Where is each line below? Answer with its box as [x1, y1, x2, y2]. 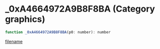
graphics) [5, 14, 46, 25]
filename [5, 38, 23, 44]
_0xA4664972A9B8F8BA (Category [5, 3, 156, 15]
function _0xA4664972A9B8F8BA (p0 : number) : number [5, 30, 111, 34]
